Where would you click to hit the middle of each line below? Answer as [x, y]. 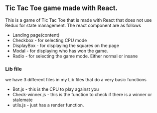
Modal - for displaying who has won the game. [60, 51]
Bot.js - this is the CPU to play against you [56, 89]
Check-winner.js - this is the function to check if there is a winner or [82, 95]
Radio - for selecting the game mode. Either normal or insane [75, 56]
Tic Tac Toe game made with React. [62, 8]
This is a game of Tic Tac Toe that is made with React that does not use [78, 20]
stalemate [22, 100]
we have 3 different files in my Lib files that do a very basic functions [76, 80]
